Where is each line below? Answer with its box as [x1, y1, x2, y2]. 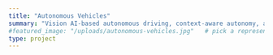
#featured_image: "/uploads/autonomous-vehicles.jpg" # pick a [8, 27, 234, 35]
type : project [8, 34, 57, 43]
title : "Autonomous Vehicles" [8, 11, 111, 20]
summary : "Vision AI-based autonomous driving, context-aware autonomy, [8, 19, 260, 27]
